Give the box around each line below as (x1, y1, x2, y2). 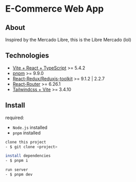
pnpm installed (12, 130, 41, 136)
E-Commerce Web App (5, 3, 104, 15)
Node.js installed (12, 124, 48, 130)
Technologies (5, 51, 50, 60)
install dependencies (5, 153, 51, 159)
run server (5, 167, 28, 172)
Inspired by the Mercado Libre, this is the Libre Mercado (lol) (5, 37, 131, 43)
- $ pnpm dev (5, 172, 33, 177)
